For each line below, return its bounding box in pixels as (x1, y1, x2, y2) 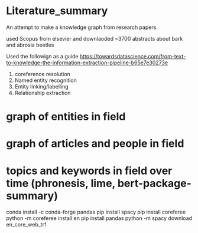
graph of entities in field (6, 110, 126, 123)
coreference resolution (14, 70, 71, 77)
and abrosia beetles (6, 41, 54, 48)
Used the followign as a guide (6, 52, 79, 60)
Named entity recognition (14, 77, 77, 84)
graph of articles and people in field (6, 137, 184, 150)
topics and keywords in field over (6, 164, 173, 178)
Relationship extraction (14, 89, 71, 96)
